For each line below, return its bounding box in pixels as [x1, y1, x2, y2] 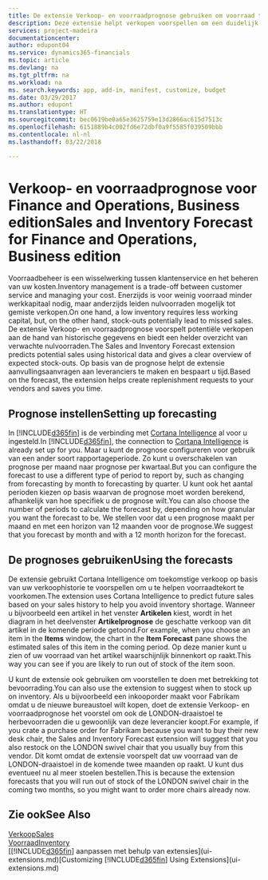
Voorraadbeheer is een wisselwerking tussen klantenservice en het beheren [8, 273, 258, 283]
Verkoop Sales [8, 829, 54, 838]
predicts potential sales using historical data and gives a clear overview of [8, 350, 252, 359]
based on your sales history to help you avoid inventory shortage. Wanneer [8, 600, 255, 609]
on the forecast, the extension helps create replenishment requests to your [8, 375, 254, 385]
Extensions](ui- [190, 854, 241, 864]
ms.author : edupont [8, 101, 73, 109]
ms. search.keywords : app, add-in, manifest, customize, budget [8, 85, 227, 94]
